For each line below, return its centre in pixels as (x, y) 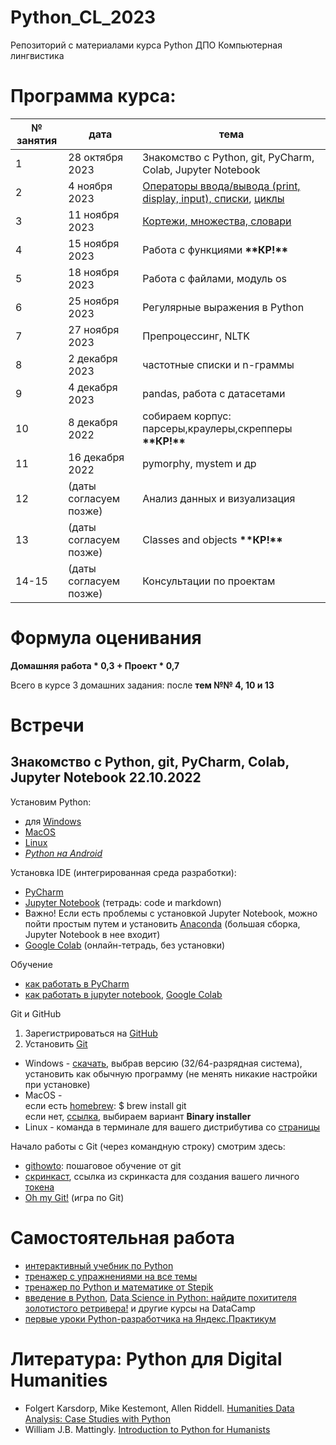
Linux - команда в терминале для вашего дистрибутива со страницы (172, 1127)
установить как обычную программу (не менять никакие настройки (171, 1073)
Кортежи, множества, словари (217, 221)
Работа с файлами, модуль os (215, 278)
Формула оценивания (106, 638)
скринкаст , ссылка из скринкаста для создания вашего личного (162, 1176)
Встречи (47, 725)
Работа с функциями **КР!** (215, 249)
